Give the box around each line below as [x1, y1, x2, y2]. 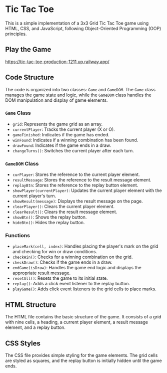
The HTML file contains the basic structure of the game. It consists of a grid [5, 314, 161, 320]
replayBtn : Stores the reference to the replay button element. [12, 182, 138, 189]
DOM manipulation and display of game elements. [5, 97, 108, 103]
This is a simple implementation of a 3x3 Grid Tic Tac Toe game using [5, 20, 149, 26]
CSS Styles [5, 339, 41, 347]
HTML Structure [5, 300, 56, 309]
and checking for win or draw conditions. [12, 249, 97, 255]
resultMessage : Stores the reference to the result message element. [12, 177, 151, 183]
